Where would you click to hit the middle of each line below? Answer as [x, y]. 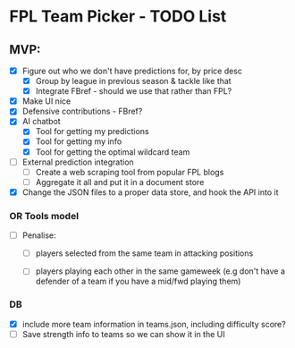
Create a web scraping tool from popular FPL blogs [130, 172]
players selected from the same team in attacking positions [144, 253]
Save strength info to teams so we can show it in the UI [123, 334]
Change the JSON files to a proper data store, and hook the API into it [150, 192]
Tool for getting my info [79, 141]
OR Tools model [44, 216]
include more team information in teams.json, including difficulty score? [154, 324]
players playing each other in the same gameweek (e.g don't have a [160, 271]
